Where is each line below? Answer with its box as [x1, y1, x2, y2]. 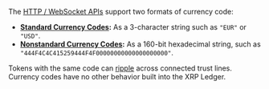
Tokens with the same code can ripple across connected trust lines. [8, 63, 233, 73]
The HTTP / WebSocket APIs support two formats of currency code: [8, 7, 234, 16]
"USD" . [19, 31, 41, 40]
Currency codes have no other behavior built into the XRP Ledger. [8, 72, 226, 81]
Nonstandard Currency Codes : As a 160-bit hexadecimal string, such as [19, 39, 261, 49]
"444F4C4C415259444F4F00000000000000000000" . [19, 48, 174, 57]
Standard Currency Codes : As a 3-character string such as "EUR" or [19, 22, 247, 31]
